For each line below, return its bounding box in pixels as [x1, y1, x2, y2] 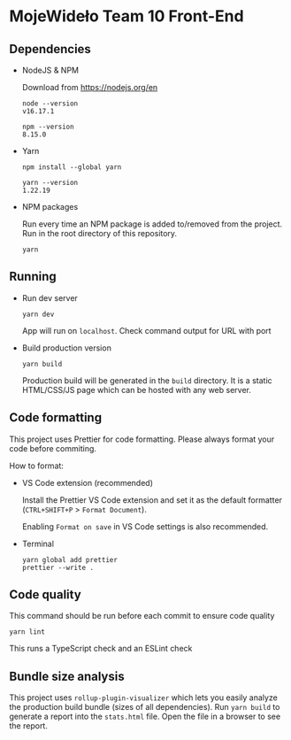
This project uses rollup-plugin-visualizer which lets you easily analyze [9, 692, 279, 703]
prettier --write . [21, 563, 95, 572]
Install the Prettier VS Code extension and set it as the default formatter [21, 494, 283, 505]
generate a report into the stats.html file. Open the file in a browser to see [9, 711, 281, 722]
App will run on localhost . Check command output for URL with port [21, 325, 272, 335]
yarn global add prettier [21, 555, 118, 564]
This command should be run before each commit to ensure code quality [9, 611, 275, 621]
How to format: [9, 460, 65, 471]
